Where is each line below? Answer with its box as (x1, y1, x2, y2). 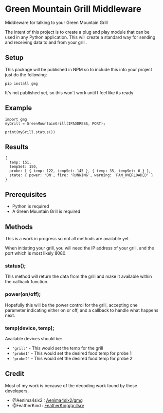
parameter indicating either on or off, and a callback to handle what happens (5, 307, 159, 313)
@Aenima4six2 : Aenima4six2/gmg (12, 397, 83, 403)
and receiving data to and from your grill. (5, 39, 87, 45)
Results (5, 143, 29, 151)
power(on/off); (5, 291, 41, 298)
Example (5, 104, 32, 112)
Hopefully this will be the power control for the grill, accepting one (5, 302, 138, 308)
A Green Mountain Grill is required (12, 208, 81, 214)
